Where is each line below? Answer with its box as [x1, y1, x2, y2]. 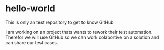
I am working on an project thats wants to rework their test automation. [5, 29, 153, 35]
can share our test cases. [5, 39, 58, 45]
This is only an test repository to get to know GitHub [5, 19, 114, 25]
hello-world [5, 3, 56, 14]
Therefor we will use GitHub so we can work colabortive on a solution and [5, 34, 159, 40]
